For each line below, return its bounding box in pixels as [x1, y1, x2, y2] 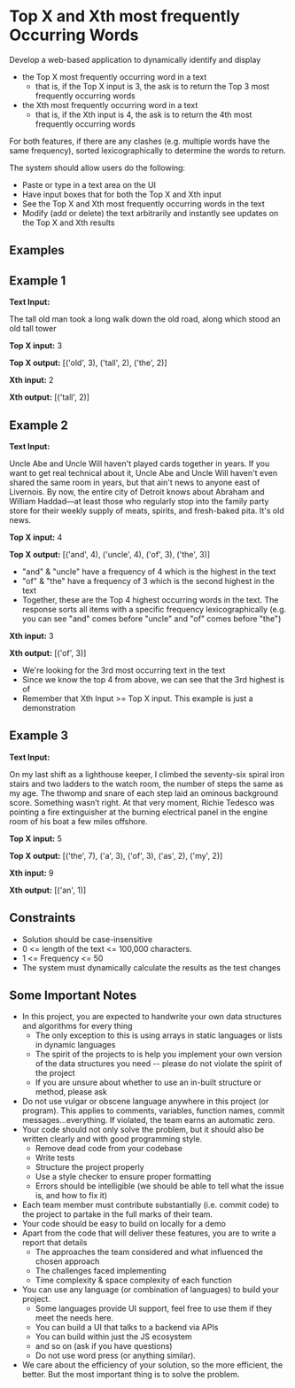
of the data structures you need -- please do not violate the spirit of [35, 1058, 283, 1069]
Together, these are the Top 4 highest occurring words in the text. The [21, 594, 279, 604]
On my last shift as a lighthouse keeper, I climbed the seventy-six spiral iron [9, 768, 285, 779]
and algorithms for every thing [21, 1021, 133, 1032]
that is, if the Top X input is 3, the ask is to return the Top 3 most [35, 81, 270, 91]
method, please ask [35, 1087, 108, 1097]
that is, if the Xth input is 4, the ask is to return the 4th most [35, 109, 252, 120]
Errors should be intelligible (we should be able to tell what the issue [35, 1181, 284, 1191]
